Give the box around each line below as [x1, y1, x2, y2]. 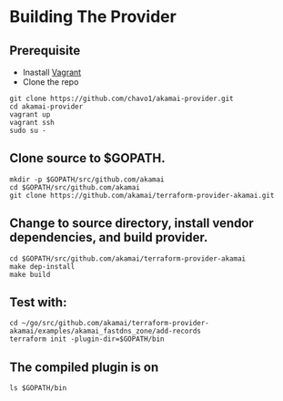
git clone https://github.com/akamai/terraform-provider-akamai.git [9, 190, 275, 200]
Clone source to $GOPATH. [9, 150, 166, 166]
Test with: [9, 294, 67, 311]
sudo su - [9, 126, 47, 135]
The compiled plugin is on [9, 359, 159, 375]
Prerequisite [9, 43, 81, 58]
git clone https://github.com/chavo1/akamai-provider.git [9, 94, 234, 103]
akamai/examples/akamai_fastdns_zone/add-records [9, 326, 202, 336]
